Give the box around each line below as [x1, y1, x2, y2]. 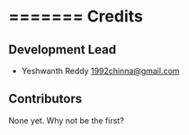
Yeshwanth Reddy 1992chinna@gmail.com [21, 65, 180, 76]
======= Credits [8, 6, 143, 27]
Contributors [8, 91, 83, 106]
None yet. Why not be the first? [8, 114, 125, 126]
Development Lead [8, 42, 117, 57]
